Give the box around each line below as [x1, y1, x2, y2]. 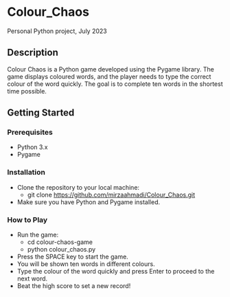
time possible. [7, 87, 47, 95]
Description [7, 47, 58, 58]
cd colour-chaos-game [27, 238, 93, 246]
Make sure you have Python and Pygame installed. [16, 197, 160, 206]
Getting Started [7, 107, 75, 119]
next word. [16, 274, 48, 283]
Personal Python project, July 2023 [7, 27, 108, 35]
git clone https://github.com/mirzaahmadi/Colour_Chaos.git [27, 190, 196, 199]
